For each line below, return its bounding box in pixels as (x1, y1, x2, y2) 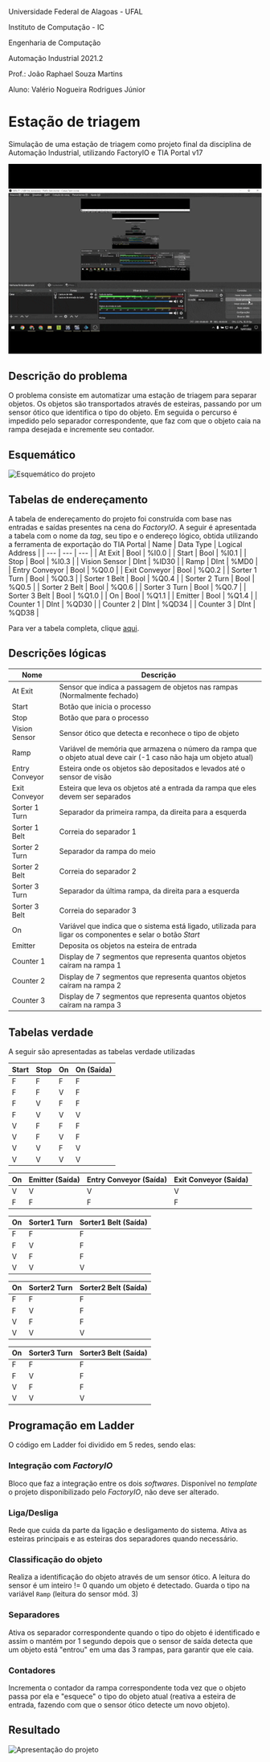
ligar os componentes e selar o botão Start (59, 930, 200, 939)
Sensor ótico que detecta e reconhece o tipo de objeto (59, 728, 239, 738)
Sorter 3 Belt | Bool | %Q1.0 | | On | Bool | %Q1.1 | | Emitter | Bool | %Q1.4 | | (8, 591, 258, 600)
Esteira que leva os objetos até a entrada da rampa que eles (59, 783, 257, 793)
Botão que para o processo (59, 713, 149, 722)
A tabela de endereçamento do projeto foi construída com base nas (8, 513, 232, 523)
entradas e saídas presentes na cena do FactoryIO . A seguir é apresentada (8, 522, 257, 532)
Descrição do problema (8, 369, 128, 382)
